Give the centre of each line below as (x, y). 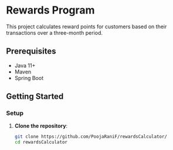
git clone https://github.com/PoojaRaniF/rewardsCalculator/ (91, 137)
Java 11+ (25, 65)
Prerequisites (31, 51)
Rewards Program (50, 10)
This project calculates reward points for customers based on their (86, 26)
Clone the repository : (41, 126)
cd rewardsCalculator (41, 142)
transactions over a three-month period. (54, 32)
